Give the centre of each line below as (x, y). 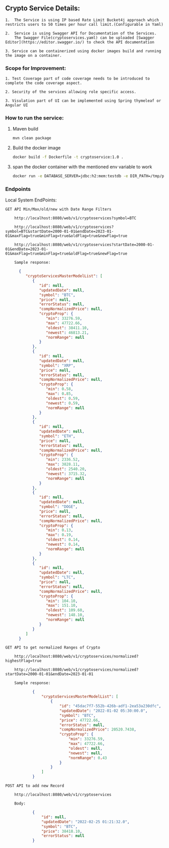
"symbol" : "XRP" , (57, 366)
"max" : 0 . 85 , (59, 394)
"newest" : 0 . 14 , (63, 544)
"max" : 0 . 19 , (59, 535)
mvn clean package (32, 138)
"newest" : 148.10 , (65, 615)
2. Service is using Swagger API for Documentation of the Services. (81, 33)
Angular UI (17, 105)
